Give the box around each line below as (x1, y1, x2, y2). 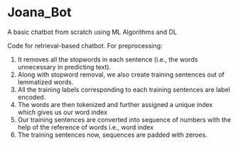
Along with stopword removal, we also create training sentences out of (17, 70, 225, 79)
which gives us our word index (17, 108, 108, 116)
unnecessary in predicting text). (17, 62, 112, 71)
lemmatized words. (17, 77, 74, 86)
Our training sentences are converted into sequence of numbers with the (17, 115, 232, 124)
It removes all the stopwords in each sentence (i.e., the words (17, 55, 198, 64)
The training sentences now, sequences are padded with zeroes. (17, 130, 207, 139)
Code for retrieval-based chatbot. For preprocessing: (7, 41, 163, 50)
